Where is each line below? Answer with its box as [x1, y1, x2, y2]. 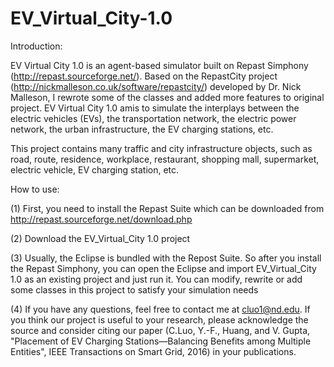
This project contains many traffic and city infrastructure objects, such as [10, 142, 313, 154]
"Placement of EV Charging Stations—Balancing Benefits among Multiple [10, 335, 312, 347]
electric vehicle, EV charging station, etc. [10, 163, 180, 176]
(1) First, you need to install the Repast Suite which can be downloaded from [10, 202, 325, 214]
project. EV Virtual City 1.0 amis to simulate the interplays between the [10, 102, 300, 114]
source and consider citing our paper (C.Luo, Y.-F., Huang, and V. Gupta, [10, 324, 311, 336]
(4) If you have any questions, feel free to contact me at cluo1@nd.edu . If [10, 303, 311, 315]
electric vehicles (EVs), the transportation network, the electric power [10, 112, 297, 124]
